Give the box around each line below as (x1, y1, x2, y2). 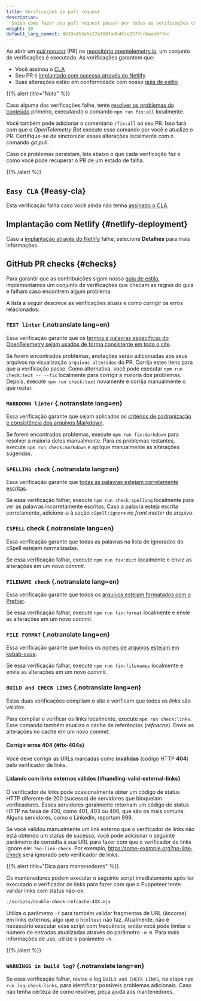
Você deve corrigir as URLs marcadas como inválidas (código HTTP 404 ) (6, 755, 189, 762)
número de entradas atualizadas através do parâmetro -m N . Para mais (6, 928, 179, 936)
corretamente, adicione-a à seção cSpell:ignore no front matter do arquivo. (6, 509, 194, 516)
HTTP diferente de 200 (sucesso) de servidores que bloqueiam (6, 795, 163, 802)
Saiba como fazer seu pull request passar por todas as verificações (11, 20, 188, 26)
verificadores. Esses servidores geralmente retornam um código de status (6, 801, 190, 808)
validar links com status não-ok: (6, 887, 85, 895)
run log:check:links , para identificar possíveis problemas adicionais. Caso (6, 982, 192, 989)
